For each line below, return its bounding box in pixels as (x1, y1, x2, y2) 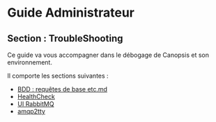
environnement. (7, 58, 52, 67)
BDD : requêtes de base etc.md (17, 85, 108, 93)
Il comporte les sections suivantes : (7, 71, 109, 80)
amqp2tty (17, 107, 45, 115)
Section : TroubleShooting (7, 33, 123, 44)
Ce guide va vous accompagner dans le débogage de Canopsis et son (7, 51, 209, 59)
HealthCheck (17, 92, 56, 101)
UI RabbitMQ (17, 100, 54, 108)
